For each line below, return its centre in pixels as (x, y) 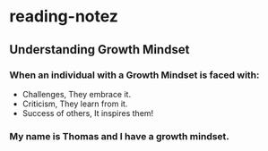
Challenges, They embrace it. (77, 94)
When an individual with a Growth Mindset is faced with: (134, 75)
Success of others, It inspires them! (88, 113)
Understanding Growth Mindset (99, 50)
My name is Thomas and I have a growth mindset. (120, 136)
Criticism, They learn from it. (75, 104)
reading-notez (64, 17)
